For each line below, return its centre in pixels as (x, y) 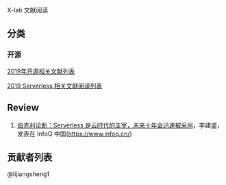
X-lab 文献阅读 (28, 10)
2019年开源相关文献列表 (41, 71)
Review (23, 108)
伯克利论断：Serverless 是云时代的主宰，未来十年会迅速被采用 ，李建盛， (120, 125)
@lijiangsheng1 (28, 174)
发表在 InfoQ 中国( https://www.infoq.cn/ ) (74, 134)
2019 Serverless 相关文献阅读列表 (55, 86)
